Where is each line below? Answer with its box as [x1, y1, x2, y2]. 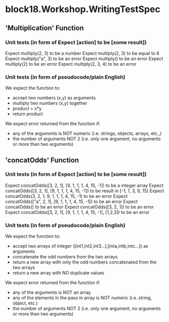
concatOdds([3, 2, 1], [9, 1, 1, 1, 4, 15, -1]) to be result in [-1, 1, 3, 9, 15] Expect [5, 188, 164, 194]
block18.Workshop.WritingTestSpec [5, 4, 160, 15]
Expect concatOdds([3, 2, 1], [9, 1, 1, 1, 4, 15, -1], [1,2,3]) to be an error [5, 209, 150, 215]
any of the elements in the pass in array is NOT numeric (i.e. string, [12, 295, 152, 301]
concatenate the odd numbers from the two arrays [12, 254, 118, 260]
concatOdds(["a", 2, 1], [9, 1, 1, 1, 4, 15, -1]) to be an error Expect [5, 198, 138, 204]
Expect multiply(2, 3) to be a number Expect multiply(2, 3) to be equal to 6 [5, 50, 160, 56]
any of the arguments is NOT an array [12, 289, 91, 296]
